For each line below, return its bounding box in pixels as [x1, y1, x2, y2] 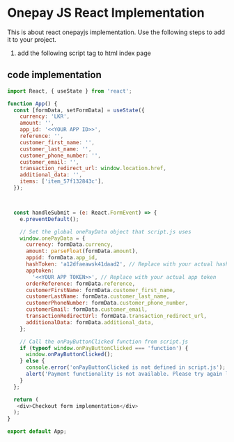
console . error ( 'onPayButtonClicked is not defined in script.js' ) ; [25, 364, 226, 371]
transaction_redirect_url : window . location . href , [19, 165, 167, 172]
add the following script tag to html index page [17, 49, 151, 57]
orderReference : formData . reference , [25, 280, 136, 287]
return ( [13, 396, 39, 403]
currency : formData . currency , [25, 241, 114, 248]
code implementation [7, 69, 102, 81]
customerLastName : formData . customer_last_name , [25, 293, 170, 300]
